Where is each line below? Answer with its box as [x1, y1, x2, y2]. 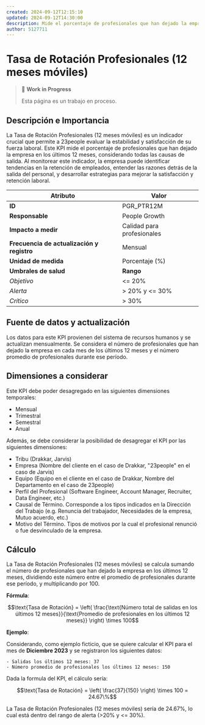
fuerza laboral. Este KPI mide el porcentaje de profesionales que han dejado [6, 144, 197, 152]
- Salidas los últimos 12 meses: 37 [6, 659, 99, 665]
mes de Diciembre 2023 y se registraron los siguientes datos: [6, 647, 162, 655]
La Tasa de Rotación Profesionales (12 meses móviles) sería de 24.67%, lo [6, 705, 193, 713]
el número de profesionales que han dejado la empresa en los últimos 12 [6, 567, 188, 574]
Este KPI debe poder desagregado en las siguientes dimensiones [6, 387, 170, 395]
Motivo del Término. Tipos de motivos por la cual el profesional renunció [15, 520, 197, 527]
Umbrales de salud [9, 267, 65, 275]
